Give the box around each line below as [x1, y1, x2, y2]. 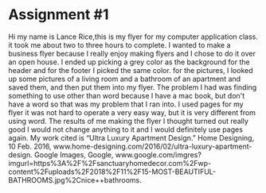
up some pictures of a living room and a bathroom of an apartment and [8, 74, 241, 83]
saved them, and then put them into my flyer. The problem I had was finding [8, 82, 257, 92]
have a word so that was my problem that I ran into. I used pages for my [8, 99, 244, 109]
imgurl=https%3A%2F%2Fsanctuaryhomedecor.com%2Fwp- [8, 158, 212, 168]
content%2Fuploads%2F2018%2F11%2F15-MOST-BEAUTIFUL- [8, 167, 217, 176]
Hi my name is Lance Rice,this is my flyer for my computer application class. [8, 32, 259, 41]
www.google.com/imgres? [115, 149, 201, 160]
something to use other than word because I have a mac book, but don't [8, 91, 245, 100]
